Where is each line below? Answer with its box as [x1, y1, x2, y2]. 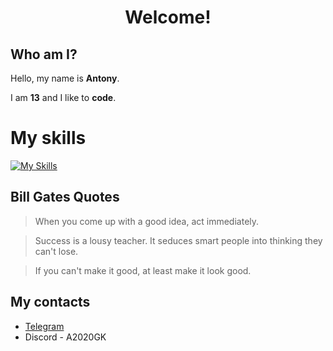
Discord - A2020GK [24, 331, 107, 343]
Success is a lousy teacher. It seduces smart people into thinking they [34, 234, 323, 246]
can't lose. [34, 245, 79, 257]
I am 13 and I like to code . [10, 92, 117, 103]
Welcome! [124, 6, 212, 29]
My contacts [10, 294, 91, 311]
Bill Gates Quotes [10, 189, 120, 206]
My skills [10, 127, 87, 150]
